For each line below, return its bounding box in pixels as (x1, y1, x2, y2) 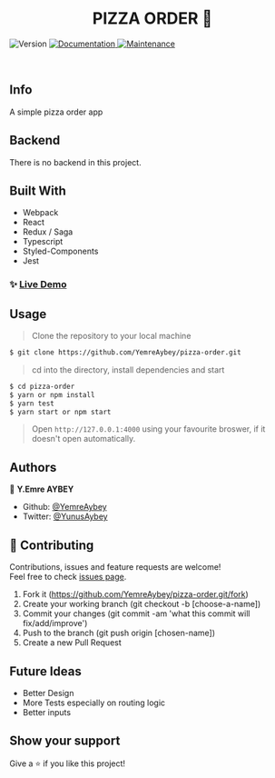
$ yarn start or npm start (9, 407, 112, 416)
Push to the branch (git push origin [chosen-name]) (22, 627, 216, 639)
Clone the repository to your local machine (31, 331, 192, 342)
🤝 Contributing (9, 537, 94, 553)
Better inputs (22, 706, 71, 717)
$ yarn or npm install (9, 390, 95, 399)
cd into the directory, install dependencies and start (31, 364, 225, 375)
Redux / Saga (22, 226, 74, 237)
